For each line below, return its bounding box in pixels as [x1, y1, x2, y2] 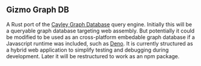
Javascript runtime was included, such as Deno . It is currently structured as [6, 40, 193, 47]
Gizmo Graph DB [6, 5, 70, 15]
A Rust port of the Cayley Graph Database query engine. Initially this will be [6, 20, 192, 28]
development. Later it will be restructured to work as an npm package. [6, 52, 180, 59]
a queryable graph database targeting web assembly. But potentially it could [6, 27, 195, 34]
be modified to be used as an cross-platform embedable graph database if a [6, 33, 195, 41]
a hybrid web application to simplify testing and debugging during [6, 46, 169, 53]
